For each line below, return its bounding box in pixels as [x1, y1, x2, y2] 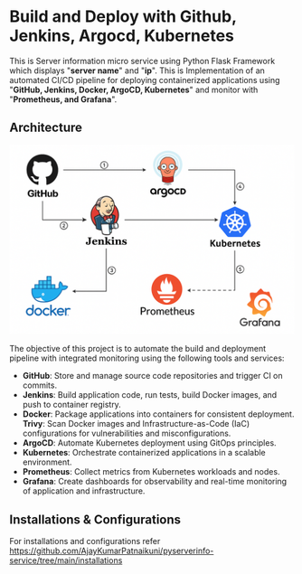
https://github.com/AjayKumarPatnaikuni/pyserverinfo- [9, 545, 214, 557]
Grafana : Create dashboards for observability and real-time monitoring [22, 476, 288, 487]
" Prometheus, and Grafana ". [9, 93, 118, 105]
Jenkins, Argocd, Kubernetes [9, 25, 235, 46]
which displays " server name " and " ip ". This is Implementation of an [9, 65, 265, 76]
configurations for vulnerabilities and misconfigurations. [22, 428, 231, 439]
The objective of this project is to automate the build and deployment [9, 343, 267, 354]
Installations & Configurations [9, 512, 182, 527]
